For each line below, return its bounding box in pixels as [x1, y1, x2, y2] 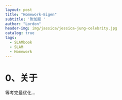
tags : [5, 35, 16, 40]
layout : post [5, 7, 32, 12]
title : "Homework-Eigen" [5, 12, 57, 17]
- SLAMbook [9, 40, 32, 45]
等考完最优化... [5, 89, 36, 95]
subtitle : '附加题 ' [5, 16, 46, 21]
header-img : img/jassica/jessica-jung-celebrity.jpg [5, 26, 117, 31]
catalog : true [5, 30, 35, 35]
